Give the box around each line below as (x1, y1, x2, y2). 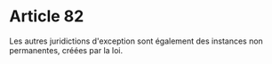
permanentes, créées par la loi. (9, 44, 124, 55)
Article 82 (9, 6, 84, 27)
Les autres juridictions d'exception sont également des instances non (9, 36, 264, 46)
